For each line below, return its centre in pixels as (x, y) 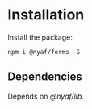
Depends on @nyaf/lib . (46, 96)
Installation (46, 15)
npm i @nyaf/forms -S (44, 52)
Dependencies (45, 77)
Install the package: (40, 37)
